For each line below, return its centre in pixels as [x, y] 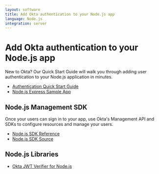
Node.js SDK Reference [36, 134]
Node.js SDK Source [33, 139]
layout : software [23, 10]
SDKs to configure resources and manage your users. [59, 124]
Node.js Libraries [32, 155]
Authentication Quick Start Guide [45, 87]
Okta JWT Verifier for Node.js [42, 166]
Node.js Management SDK [46, 107]
